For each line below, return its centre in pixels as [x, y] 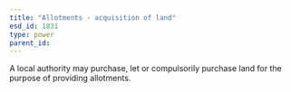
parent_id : [30, 43]
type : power [32, 34]
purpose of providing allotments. [70, 78]
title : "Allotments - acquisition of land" [93, 18]
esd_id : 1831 [34, 26]
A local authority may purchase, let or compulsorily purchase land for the [146, 69]
